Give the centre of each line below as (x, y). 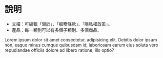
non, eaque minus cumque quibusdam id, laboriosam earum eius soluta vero (81, 45)
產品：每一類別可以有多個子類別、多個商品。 (57, 30)
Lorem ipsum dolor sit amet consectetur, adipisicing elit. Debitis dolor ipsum (81, 39)
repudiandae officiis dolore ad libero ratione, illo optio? (59, 50)
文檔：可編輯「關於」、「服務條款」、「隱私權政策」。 (62, 24)
